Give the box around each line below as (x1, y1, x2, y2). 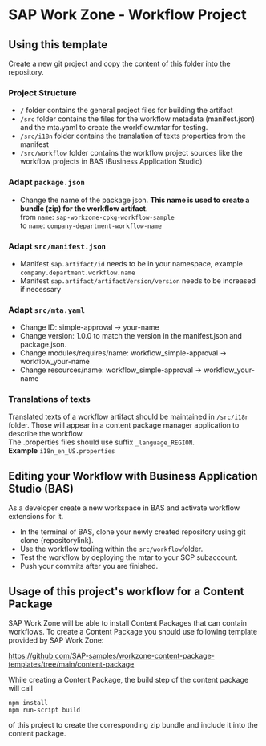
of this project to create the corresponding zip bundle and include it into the (8, 720, 258, 730)
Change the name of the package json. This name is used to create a (19, 195, 250, 205)
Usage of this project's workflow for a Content (8, 584, 244, 598)
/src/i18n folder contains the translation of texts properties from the (19, 131, 247, 141)
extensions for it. (8, 512, 64, 521)
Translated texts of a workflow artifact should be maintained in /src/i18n (8, 412, 249, 422)
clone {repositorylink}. (19, 536, 94, 545)
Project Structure (8, 87, 77, 98)
